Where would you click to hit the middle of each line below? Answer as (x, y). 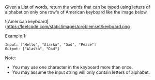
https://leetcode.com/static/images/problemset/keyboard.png (68, 27)
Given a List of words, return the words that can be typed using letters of (77, 7)
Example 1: (16, 36)
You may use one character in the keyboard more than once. (72, 67)
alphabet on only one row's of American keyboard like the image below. (77, 12)
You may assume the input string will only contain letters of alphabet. (81, 72)
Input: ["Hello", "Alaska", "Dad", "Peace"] (51, 45)
